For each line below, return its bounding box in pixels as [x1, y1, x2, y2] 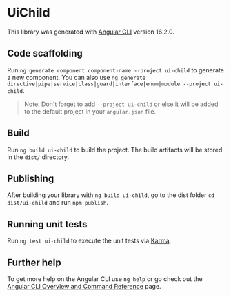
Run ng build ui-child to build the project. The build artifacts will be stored [7, 145, 223, 154]
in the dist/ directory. [7, 153, 70, 161]
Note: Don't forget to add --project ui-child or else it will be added [23, 100, 219, 108]
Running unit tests [7, 218, 88, 230]
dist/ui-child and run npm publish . [7, 198, 109, 207]
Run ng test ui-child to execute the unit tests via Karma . [7, 236, 172, 245]
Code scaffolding [7, 48, 83, 59]
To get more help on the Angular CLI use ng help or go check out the [7, 275, 203, 283]
